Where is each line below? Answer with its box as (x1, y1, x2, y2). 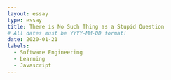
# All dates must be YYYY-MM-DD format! (7, 29, 128, 37)
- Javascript (13, 62, 52, 69)
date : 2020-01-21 (7, 36, 58, 43)
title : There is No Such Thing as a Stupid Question (7, 23, 165, 30)
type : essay (7, 17, 42, 24)
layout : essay (7, 10, 49, 17)
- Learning (13, 56, 46, 63)
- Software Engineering (13, 49, 83, 56)
